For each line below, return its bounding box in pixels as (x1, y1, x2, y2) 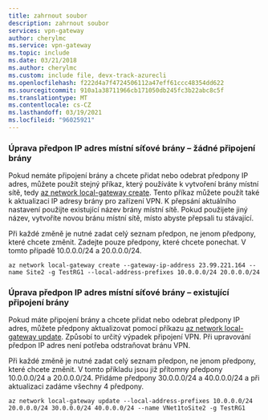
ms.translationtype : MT (8, 94, 88, 102)
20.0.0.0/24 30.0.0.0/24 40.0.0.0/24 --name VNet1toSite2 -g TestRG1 (8, 404, 246, 413)
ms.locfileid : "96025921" (8, 116, 95, 124)
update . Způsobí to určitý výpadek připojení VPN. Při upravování (38, 332, 251, 341)
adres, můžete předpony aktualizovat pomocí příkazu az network (8, 324, 223, 333)
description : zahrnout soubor (8, 19, 110, 27)
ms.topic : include (8, 49, 70, 57)
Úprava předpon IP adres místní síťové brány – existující (8, 287, 229, 298)
